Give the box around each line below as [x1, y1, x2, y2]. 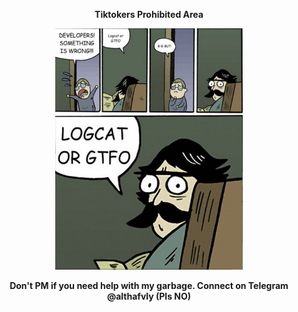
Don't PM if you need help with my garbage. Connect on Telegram [9, 280, 289, 292]
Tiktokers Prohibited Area [94, 9, 204, 20]
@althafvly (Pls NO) [106, 290, 192, 303]
